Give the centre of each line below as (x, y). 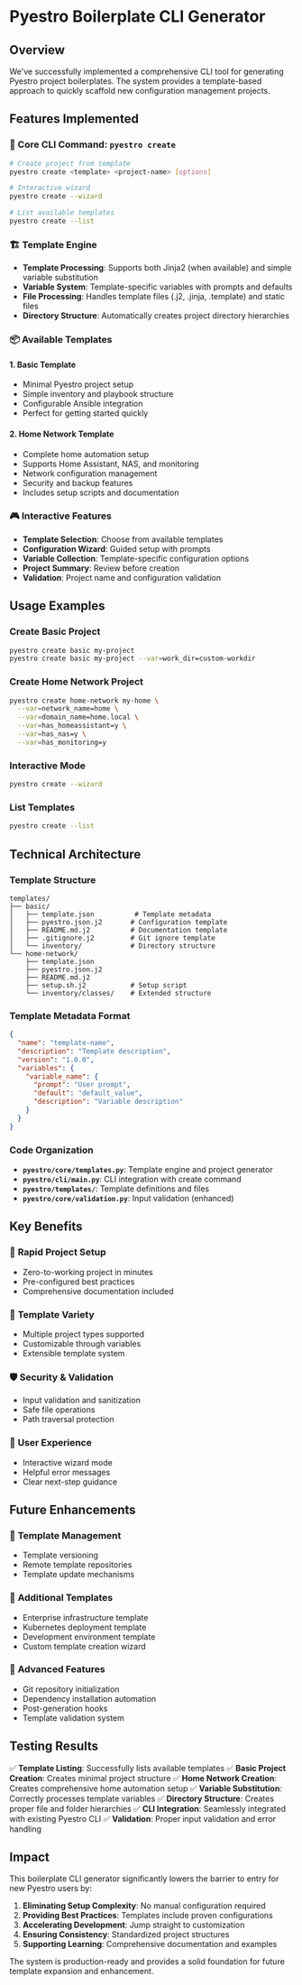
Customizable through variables (82, 1343)
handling (26, 1829)
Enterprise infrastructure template (85, 1617)
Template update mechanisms (78, 1575)
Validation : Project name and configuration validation (122, 577)
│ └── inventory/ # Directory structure (113, 946)
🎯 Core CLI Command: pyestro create (92, 144)
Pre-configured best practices (78, 1282)
